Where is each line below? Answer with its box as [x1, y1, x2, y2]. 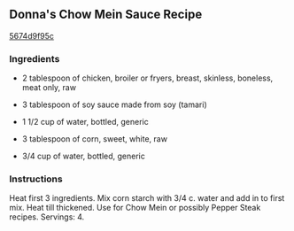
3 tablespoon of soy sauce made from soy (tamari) [21, 99, 208, 110]
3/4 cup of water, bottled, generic [21, 150, 146, 162]
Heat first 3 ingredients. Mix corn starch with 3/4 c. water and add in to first [9, 193, 285, 204]
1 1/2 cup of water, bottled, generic [21, 117, 149, 127]
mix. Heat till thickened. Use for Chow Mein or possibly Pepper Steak [9, 203, 261, 213]
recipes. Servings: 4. [9, 212, 85, 222]
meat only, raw [21, 82, 77, 93]
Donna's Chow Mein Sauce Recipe [9, 7, 203, 22]
